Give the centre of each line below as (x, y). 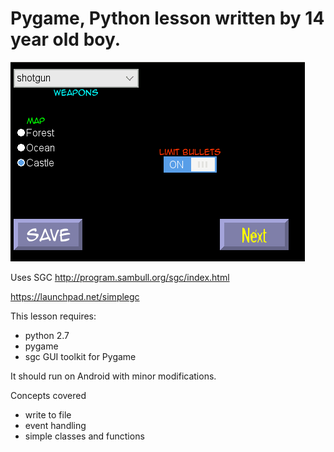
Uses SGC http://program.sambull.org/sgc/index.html (120, 277)
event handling (55, 425)
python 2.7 (47, 335)
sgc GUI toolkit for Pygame (80, 356)
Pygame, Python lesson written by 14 (167, 18)
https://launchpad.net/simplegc (75, 296)
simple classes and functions (84, 436)
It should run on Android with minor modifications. (113, 376)
